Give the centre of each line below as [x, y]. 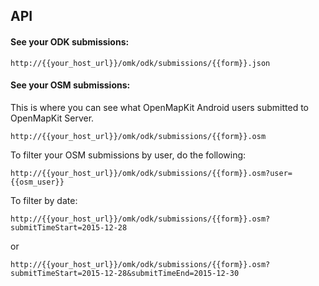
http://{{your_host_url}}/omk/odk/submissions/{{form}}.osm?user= [151, 173]
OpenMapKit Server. [52, 118]
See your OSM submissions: [70, 85]
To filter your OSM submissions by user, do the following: [128, 155]
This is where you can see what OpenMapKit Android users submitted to [159, 107]
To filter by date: [44, 200]
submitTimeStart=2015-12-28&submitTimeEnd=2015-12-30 [125, 273]
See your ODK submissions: [70, 41]
